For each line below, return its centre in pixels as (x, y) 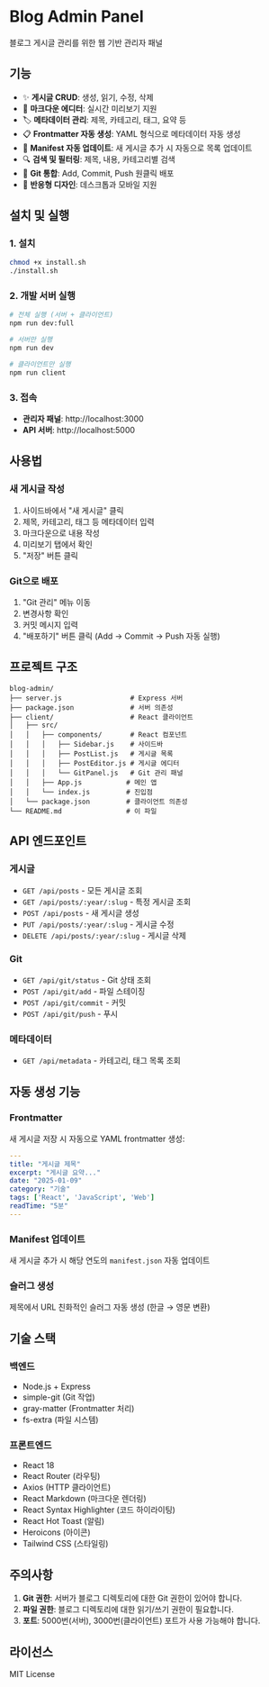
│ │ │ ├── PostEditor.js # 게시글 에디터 (94, 763)
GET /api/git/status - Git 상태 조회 (86, 980)
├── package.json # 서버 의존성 (91, 707)
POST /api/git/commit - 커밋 (74, 1002)
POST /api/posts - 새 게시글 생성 (81, 912)
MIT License (32, 1674)
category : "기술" (40, 1189)
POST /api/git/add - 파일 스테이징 (84, 991)
